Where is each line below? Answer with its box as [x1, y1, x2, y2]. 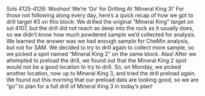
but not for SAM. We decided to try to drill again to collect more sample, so [6, 44, 194, 51]
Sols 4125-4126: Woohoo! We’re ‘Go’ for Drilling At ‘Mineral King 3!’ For [6, 5, 184, 12]
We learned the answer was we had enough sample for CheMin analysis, [6, 38, 190, 44]
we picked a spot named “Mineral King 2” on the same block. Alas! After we [6, 50, 196, 57]
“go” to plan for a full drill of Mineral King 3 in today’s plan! [6, 83, 153, 90]
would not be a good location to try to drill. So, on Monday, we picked [6, 63, 181, 70]
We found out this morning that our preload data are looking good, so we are [6, 76, 199, 83]
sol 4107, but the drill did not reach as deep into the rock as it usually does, [6, 24, 194, 32]
